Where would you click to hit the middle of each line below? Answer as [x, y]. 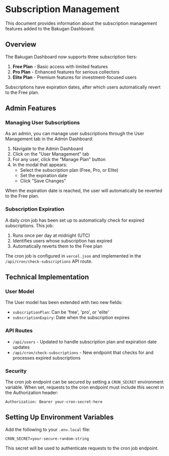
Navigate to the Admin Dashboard [48, 149]
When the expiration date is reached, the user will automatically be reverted [84, 191]
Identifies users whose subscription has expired [62, 240]
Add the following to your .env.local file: [48, 429]
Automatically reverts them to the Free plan [57, 246]
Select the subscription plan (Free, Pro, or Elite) [69, 170]
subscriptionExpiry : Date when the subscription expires [71, 318]
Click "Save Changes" [43, 181]
